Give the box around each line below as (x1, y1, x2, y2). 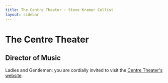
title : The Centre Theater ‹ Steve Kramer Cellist (5, 7, 114, 13)
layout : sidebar (5, 12, 39, 17)
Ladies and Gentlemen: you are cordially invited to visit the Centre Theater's (5, 67, 163, 73)
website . (5, 72, 23, 78)
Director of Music (5, 54, 61, 62)
